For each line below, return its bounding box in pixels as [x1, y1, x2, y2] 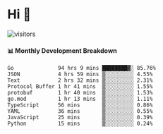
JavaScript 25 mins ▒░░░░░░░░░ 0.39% [7, 114, 153, 121]
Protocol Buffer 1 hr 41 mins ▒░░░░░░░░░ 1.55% [7, 83, 153, 90]
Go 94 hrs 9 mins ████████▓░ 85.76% [7, 65, 157, 72]
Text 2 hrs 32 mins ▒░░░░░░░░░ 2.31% [7, 77, 153, 84]
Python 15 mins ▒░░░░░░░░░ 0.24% [7, 120, 153, 128]
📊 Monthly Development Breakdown [7, 46, 118, 55]
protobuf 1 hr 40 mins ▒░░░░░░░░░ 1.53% [7, 90, 153, 97]
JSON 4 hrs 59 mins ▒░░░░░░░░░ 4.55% [7, 71, 153, 78]
